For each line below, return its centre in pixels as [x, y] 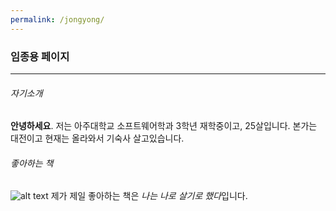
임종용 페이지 [40, 56]
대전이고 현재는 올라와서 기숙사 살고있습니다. [97, 138]
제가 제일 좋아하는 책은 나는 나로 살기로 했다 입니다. [149, 196]
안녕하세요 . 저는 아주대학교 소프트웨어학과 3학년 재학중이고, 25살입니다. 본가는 [164, 126]
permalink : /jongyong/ [57, 19]
